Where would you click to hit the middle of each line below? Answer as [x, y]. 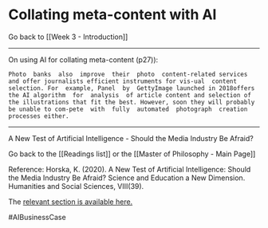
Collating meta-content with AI [112, 15]
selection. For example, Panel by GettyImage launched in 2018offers [132, 88]
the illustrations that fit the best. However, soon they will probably [132, 102]
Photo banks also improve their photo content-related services [128, 74]
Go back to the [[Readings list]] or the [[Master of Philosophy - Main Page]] [132, 154]
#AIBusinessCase [37, 217]
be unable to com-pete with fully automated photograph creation [128, 109]
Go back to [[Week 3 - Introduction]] [68, 37]
